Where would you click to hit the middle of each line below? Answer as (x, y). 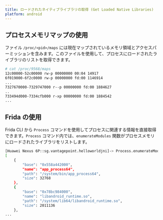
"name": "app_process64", (49, 169)
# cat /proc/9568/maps (28, 69)
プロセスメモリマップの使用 (47, 35)
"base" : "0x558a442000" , (48, 165)
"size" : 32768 (37, 178)
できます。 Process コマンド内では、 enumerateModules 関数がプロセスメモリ (80, 136)
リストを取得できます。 (49, 60)
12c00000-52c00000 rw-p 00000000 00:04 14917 (52, 73)
